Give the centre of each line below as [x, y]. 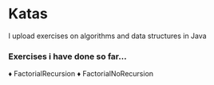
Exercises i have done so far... [67, 56]
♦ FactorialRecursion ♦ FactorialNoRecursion [81, 74]
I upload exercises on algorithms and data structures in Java [107, 36]
